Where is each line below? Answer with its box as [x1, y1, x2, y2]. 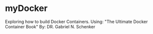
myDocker [5, 3, 48, 14]
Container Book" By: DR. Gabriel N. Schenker [5, 23, 96, 29]
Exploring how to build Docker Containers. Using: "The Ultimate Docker [5, 19, 148, 24]
